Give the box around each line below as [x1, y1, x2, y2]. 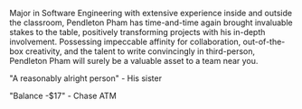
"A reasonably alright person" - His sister [9, 73, 163, 84]
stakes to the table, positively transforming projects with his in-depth [9, 27, 266, 37]
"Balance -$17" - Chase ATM [9, 90, 118, 101]
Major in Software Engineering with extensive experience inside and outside [9, 8, 292, 18]
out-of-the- [242, 36, 286, 47]
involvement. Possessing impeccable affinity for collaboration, [9, 36, 241, 47]
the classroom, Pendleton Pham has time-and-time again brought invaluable [9, 17, 293, 28]
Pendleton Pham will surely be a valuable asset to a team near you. [9, 56, 259, 66]
